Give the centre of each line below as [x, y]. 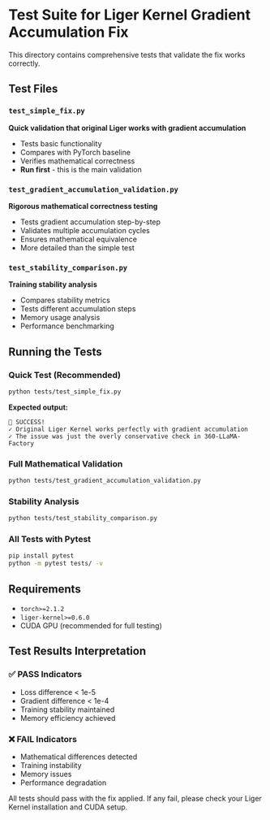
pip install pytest [41, 556]
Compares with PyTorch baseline [75, 152]
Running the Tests [56, 351]
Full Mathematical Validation [66, 463]
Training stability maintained [67, 709]
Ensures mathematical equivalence [79, 239]
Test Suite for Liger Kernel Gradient [130, 15]
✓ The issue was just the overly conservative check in [105, 436]
